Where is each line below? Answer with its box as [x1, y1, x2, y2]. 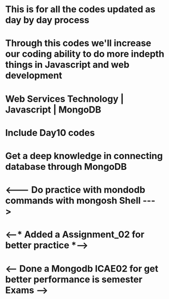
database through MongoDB [5, 161, 127, 172]
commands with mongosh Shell [5, 195, 141, 206]
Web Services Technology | [5, 93, 124, 104]
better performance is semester [5, 274, 143, 285]
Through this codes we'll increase [5, 38, 151, 49]
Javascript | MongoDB [5, 104, 102, 115]
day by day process [5, 14, 90, 26]
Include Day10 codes [5, 127, 95, 138]
